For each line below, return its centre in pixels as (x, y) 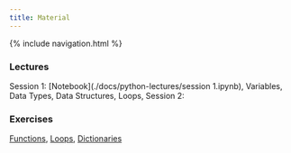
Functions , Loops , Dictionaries (66, 139)
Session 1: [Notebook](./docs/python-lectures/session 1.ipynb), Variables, (146, 85)
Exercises (32, 119)
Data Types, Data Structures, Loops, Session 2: (97, 95)
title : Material (40, 18)
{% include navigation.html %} (66, 43)
